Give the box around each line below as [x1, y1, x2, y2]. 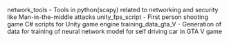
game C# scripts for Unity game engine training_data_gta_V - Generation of [7, 20, 222, 28]
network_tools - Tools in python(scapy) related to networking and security [7, 6, 219, 14]
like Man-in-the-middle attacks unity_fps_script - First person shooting [7, 13, 209, 21]
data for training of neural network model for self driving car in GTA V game [7, 27, 223, 35]
